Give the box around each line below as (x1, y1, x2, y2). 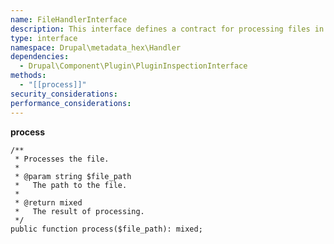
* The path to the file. (14, 180, 128, 190)
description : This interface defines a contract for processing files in (10, 24, 325, 34)
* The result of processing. (14, 206, 145, 216)
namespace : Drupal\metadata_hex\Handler (10, 42, 182, 53)
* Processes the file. (14, 154, 110, 164)
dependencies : (10, 52, 70, 62)
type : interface (10, 33, 78, 43)
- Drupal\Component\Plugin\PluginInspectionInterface (19, 61, 248, 71)
